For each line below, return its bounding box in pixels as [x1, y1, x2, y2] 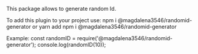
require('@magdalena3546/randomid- [77, 35, 173, 41]
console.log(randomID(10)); [37, 41, 106, 48]
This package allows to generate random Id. [6, 5, 117, 12]
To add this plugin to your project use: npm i [6, 17, 117, 23]
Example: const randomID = [6, 35, 76, 41]
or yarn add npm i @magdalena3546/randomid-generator [32, 23, 177, 30]
